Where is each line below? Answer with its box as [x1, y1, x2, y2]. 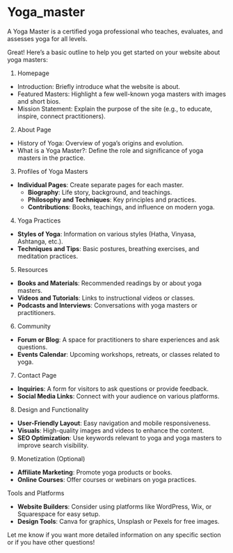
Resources [17, 265, 49, 273]
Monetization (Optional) [17, 454, 86, 463]
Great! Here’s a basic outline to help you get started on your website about [7, 48, 220, 56]
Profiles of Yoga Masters [17, 167, 88, 175]
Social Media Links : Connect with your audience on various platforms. [17, 392, 220, 400]
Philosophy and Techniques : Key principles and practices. [27, 195, 197, 204]
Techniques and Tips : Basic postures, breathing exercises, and [17, 244, 200, 253]
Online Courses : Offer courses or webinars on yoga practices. [17, 475, 197, 483]
